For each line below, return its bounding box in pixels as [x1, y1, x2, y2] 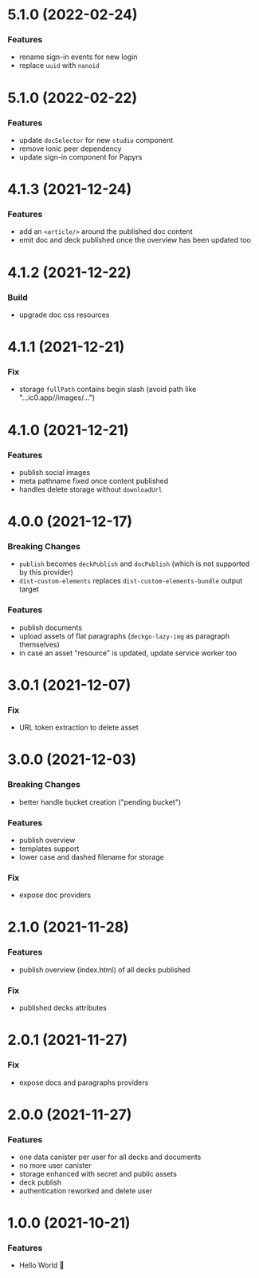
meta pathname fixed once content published [18, 476, 169, 485]
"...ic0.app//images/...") [18, 393, 95, 402]
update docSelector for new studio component [18, 135, 174, 144]
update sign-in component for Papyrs [18, 152, 143, 161]
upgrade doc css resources [18, 310, 110, 319]
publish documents [18, 623, 83, 632]
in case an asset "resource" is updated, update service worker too [18, 648, 237, 658]
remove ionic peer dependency [18, 144, 122, 153]
